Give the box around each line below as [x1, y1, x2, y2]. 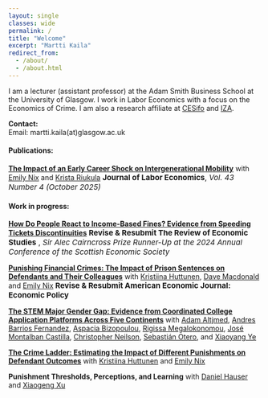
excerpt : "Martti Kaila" [8, 42, 91, 50]
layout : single [8, 11, 59, 20]
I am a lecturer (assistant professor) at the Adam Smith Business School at [8, 86, 254, 96]
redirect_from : [8, 49, 59, 57]
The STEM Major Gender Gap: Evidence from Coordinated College [8, 306, 233, 316]
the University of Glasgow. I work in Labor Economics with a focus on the [8, 94, 250, 105]
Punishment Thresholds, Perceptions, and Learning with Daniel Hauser [8, 371, 249, 382]
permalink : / [8, 27, 52, 35]
